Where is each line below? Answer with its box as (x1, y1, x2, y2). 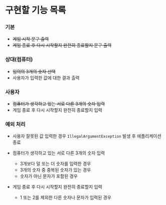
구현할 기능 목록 (5, 5, 66, 16)
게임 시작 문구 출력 (12, 36, 49, 42)
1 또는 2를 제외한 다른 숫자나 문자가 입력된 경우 (20, 194, 112, 200)
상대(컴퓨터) (5, 56, 33, 63)
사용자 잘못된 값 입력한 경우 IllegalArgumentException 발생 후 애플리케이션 (12, 133, 161, 139)
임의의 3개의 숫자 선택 (12, 68, 56, 74)
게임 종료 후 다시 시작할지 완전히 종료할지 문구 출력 (12, 42, 112, 48)
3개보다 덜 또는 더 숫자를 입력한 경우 (20, 161, 91, 167)
